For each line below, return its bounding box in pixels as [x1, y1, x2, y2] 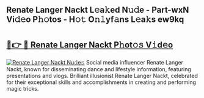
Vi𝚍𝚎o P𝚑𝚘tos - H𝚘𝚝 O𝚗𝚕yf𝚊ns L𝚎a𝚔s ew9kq [6, 15, 184, 25]
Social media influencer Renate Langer [86, 59, 184, 66]
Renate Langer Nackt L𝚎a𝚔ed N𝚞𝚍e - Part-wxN [6, 5, 189, 15]
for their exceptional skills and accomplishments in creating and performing [6, 79, 197, 86]
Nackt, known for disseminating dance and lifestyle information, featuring [6, 66, 191, 72]
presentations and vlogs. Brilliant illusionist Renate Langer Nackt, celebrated [6, 72, 199, 79]
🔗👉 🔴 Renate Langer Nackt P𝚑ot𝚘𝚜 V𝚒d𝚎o [6, 40, 173, 50]
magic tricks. [6, 85, 39, 92]
